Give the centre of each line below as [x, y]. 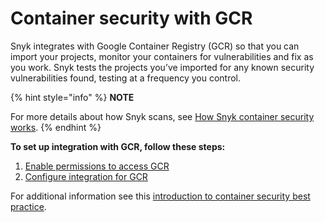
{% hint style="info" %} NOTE [72, 97]
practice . [28, 206]
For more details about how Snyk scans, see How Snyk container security [162, 116]
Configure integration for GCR [86, 176]
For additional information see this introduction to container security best [160, 196]
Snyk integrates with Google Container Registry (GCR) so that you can [155, 46]
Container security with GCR [131, 18]
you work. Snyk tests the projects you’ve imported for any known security [162, 67]
